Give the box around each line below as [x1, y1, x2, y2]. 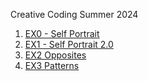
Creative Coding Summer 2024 [10, 9, 139, 20]
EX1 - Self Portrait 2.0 [24, 39, 114, 50]
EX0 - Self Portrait [24, 28, 100, 39]
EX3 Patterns [24, 60, 80, 71]
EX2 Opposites [24, 49, 87, 61]
